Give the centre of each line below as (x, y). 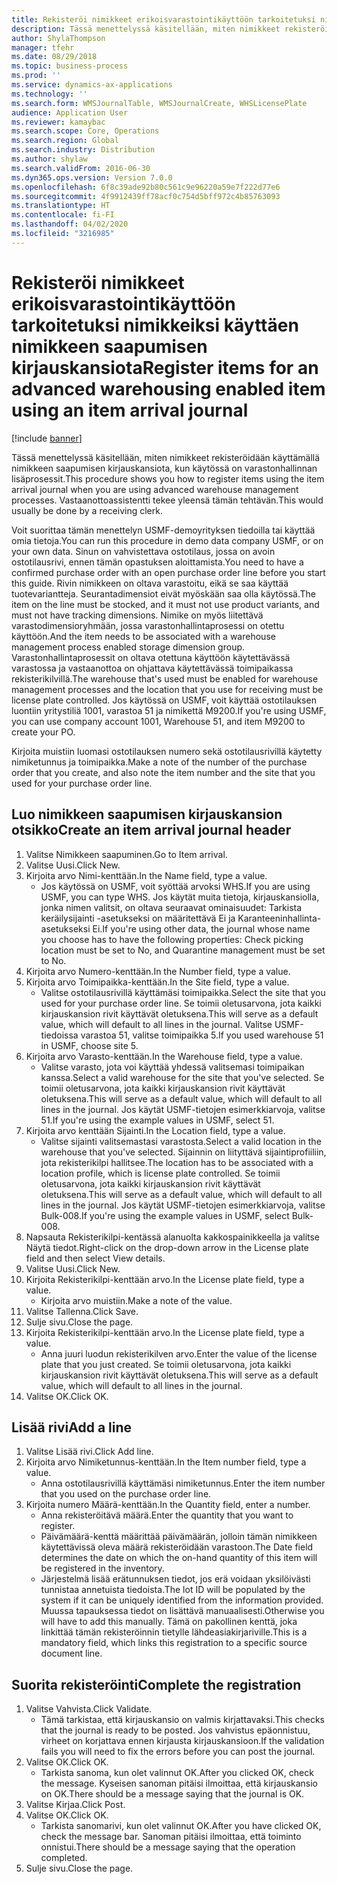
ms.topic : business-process (70, 66)
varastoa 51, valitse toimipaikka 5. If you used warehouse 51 (202, 1035)
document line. (71, 1653)
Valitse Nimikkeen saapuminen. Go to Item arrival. (126, 854)
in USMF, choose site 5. (89, 1045)
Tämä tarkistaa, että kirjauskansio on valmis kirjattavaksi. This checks (182, 1720)
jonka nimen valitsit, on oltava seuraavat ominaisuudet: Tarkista (171, 907)
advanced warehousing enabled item (168, 388)
